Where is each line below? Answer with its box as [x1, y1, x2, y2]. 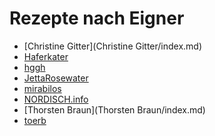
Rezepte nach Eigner [9, 7, 185, 30]
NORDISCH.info [23, 93, 89, 105]
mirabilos [23, 82, 62, 94]
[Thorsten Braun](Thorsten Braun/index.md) [23, 103, 206, 116]
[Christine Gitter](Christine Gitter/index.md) [23, 40, 203, 52]
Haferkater [23, 50, 69, 62]
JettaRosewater [23, 72, 89, 84]
